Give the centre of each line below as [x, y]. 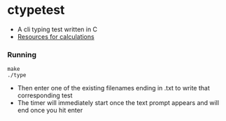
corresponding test [45, 95]
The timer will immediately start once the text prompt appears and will [118, 103]
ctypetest [36, 10]
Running [22, 54]
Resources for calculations [56, 36]
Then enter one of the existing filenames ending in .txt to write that [113, 88]
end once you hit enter [50, 111]
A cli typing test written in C [57, 29]
